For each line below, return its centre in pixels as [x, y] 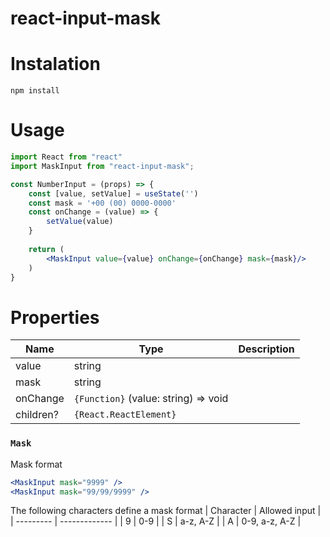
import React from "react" [66, 157]
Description [266, 349]
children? [37, 415]
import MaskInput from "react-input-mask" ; [102, 166]
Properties [55, 317]
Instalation [55, 64]
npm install [35, 91]
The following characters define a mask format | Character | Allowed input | [166, 511]
